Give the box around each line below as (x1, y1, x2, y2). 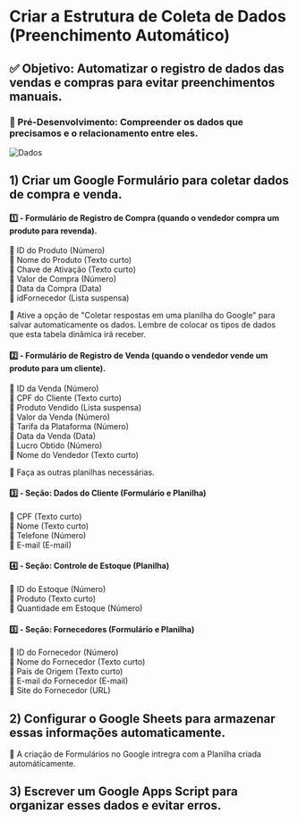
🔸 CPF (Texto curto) (9, 511, 82, 521)
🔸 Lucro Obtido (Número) (9, 440, 103, 451)
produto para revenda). (9, 225, 98, 236)
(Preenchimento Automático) (9, 25, 231, 46)
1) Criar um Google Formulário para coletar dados (9, 173, 289, 189)
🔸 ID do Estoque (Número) (9, 584, 106, 595)
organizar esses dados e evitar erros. (9, 798, 222, 813)
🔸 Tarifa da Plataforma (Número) (9, 420, 130, 431)
